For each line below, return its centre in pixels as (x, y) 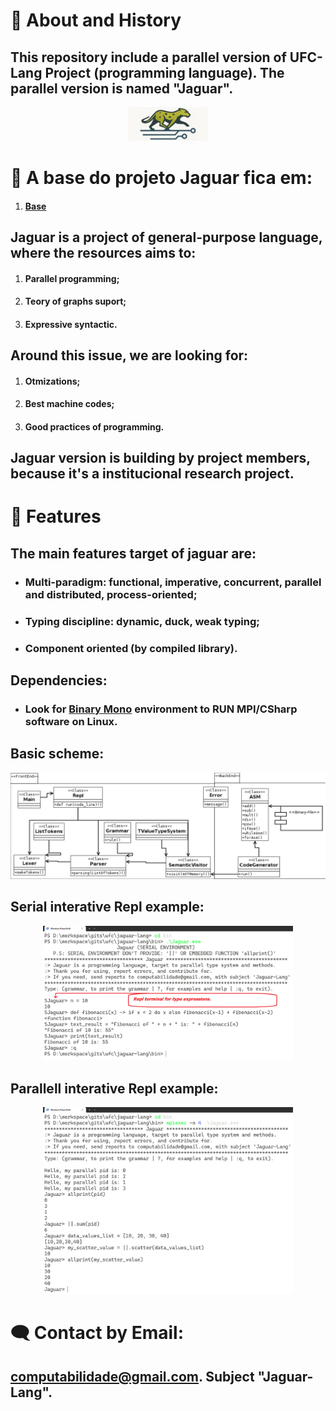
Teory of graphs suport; (75, 301)
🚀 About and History (96, 20)
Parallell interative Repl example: (114, 1088)
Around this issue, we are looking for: (129, 355)
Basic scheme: (57, 754)
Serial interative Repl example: (107, 907)
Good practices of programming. (94, 426)
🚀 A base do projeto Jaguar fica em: (161, 177)
